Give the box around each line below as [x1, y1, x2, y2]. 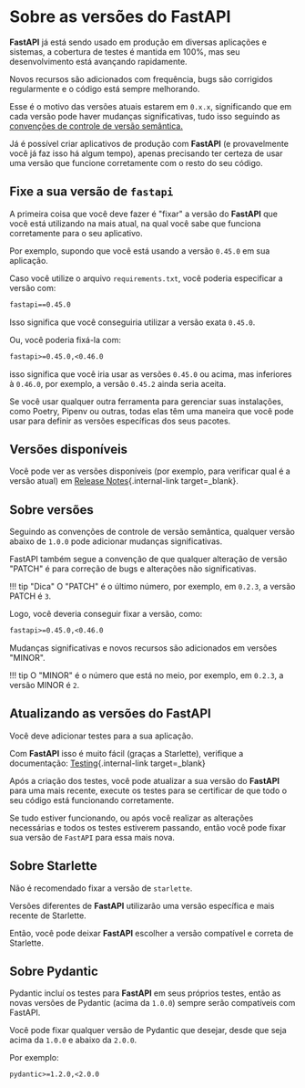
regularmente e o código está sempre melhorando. [9, 83, 200, 94]
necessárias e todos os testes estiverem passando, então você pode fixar [9, 821, 287, 832]
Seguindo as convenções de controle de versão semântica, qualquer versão [9, 527, 296, 538]
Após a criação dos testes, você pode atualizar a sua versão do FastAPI [9, 775, 280, 786]
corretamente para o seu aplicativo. [9, 227, 143, 238]
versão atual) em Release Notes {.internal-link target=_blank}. [9, 476, 239, 486]
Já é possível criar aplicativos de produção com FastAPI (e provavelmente [9, 138, 290, 149]
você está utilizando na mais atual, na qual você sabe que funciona [9, 217, 261, 229]
